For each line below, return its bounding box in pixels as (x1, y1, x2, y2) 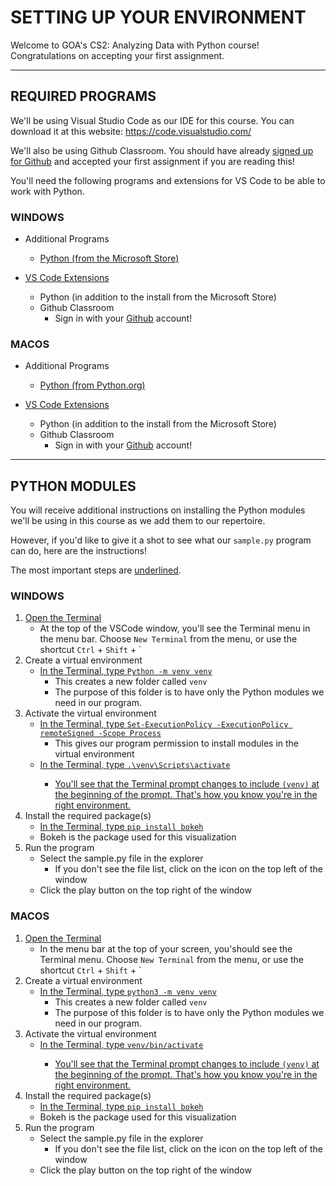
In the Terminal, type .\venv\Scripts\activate (39, 759, 231, 771)
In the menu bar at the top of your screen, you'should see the (39, 942, 293, 955)
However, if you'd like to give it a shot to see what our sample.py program (10, 534, 312, 546)
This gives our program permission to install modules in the (54, 737, 300, 750)
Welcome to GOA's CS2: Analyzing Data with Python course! (10, 39, 260, 51)
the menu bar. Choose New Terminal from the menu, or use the (39, 633, 298, 645)
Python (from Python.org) (39, 379, 146, 391)
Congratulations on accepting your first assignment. (10, 49, 225, 61)
